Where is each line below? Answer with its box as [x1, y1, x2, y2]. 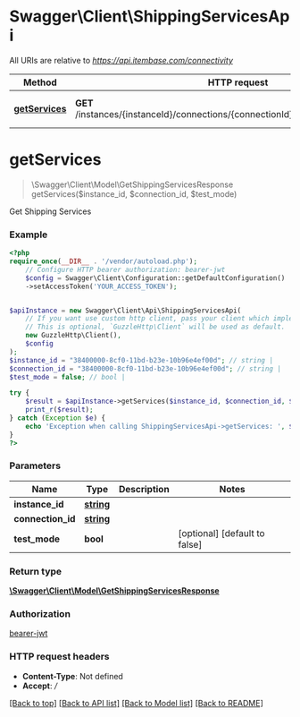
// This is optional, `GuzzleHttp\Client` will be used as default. [25, 322, 286, 332]
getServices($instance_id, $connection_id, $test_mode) [30, 188, 237, 199]
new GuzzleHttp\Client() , [25, 331, 122, 340]
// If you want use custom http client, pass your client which [25, 314, 270, 323]
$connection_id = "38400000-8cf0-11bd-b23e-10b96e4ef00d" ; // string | [9, 364, 281, 373]
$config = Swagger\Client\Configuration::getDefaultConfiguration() [25, 273, 286, 283]
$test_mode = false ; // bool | [9, 372, 126, 381]
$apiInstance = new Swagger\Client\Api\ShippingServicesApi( [9, 306, 242, 315]
